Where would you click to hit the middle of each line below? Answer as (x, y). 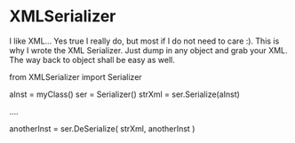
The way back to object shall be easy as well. (92, 60)
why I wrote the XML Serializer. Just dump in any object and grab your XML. (148, 50)
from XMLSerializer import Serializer (76, 76)
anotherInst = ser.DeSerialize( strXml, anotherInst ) (102, 128)
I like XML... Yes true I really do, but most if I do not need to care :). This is (144, 41)
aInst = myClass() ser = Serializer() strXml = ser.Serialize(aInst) (124, 94)
